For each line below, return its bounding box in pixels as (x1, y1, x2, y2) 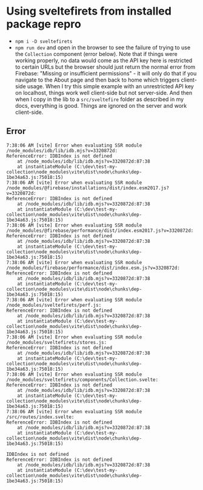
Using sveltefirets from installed (6, 4, 171, 18)
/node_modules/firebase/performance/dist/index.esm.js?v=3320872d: (6, 265, 181, 271)
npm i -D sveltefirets (15, 38, 73, 44)
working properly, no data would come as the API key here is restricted (15, 57, 193, 64)
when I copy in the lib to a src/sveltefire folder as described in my (15, 96, 184, 103)
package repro (6, 17, 82, 31)
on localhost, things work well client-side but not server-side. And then (15, 89, 193, 96)
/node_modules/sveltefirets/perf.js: (6, 302, 102, 308)
